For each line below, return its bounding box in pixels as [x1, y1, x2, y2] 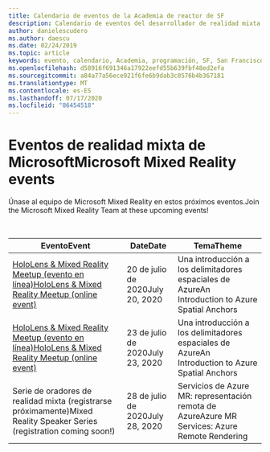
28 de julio [126, 391, 167, 402]
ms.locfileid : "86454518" [8, 101, 95, 109]
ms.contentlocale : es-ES [8, 86, 92, 95]
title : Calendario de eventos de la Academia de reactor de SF [8, 11, 225, 20]
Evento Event [40, 240, 91, 252]
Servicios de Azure [178, 380, 250, 392]
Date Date [129, 240, 167, 252]
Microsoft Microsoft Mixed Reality [8, 154, 237, 171]
